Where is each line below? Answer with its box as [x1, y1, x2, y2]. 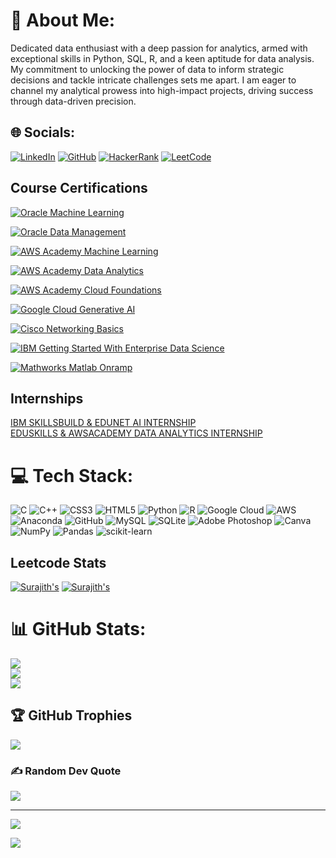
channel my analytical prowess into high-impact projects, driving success [10, 84, 314, 96]
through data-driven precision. [10, 95, 137, 107]
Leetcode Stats [10, 554, 107, 571]
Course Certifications [10, 180, 148, 197]
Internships [10, 390, 84, 407]
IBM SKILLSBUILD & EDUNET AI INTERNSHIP [10, 417, 197, 429]
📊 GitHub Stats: [10, 618, 147, 641]
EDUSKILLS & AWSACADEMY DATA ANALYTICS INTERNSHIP [10, 427, 263, 439]
